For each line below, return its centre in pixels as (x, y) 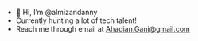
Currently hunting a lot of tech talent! (76, 20)
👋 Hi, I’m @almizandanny (56, 12)
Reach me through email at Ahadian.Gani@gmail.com (103, 29)
